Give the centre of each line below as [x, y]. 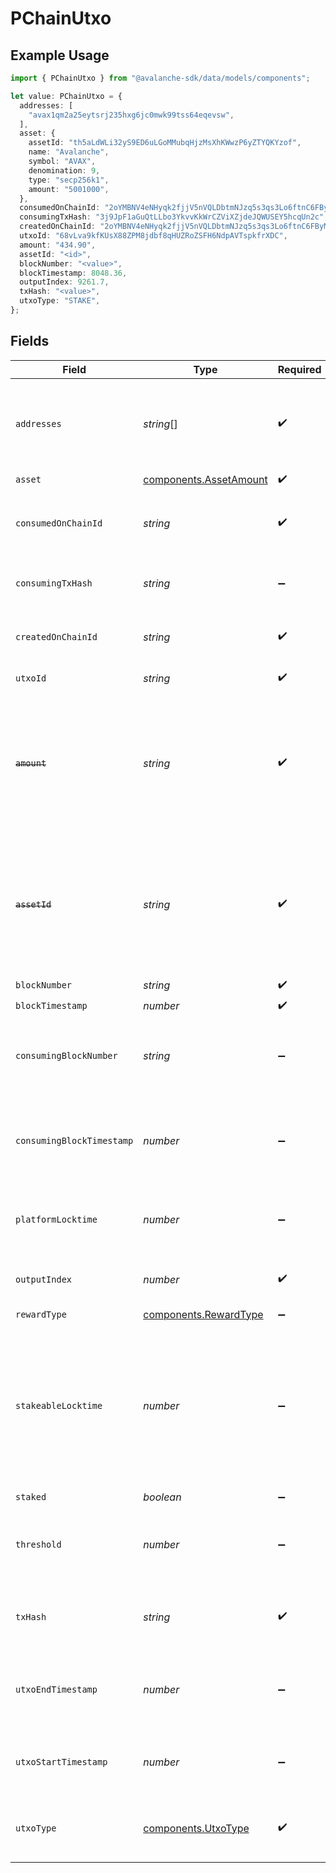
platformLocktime [56, 1219]
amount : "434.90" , [58, 245]
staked [31, 1496]
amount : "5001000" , [69, 189]
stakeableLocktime [59, 1405]
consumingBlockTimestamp [74, 1140]
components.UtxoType [196, 1828]
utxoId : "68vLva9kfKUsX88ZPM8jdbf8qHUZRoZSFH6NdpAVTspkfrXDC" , [153, 236]
